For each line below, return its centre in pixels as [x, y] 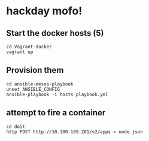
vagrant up [20, 52]
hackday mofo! [44, 11]
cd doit [16, 127]
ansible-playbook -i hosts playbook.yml [57, 94]
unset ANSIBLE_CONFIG [33, 89]
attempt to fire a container [56, 113]
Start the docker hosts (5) [55, 33]
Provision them [35, 70]
